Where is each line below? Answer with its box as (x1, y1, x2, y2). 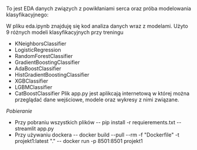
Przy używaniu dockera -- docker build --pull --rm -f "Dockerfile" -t (14, 131, 179, 138)
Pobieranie (6, 108, 32, 114)
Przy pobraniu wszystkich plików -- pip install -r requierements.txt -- (14, 119, 182, 125)
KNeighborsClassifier (14, 40, 66, 47)
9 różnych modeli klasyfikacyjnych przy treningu (6, 29, 123, 36)
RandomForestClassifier (14, 53, 74, 59)
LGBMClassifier (14, 84, 53, 90)
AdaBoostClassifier (14, 65, 62, 72)
